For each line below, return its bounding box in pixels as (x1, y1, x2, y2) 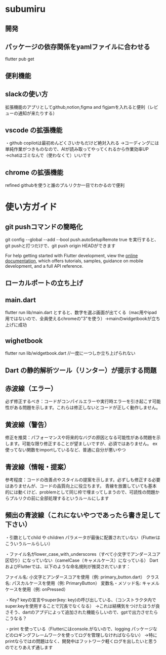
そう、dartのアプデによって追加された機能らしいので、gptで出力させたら (9, 609, 158, 615)
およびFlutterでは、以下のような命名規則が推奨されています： (5, 563, 131, 569)
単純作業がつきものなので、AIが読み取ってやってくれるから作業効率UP (5, 146, 149, 152)
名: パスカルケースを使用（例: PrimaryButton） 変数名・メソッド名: (5, 580, 141, 586)
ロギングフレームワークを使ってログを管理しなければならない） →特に (13, 632, 158, 638)
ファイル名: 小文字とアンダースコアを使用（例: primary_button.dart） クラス (5, 574, 160, 580)
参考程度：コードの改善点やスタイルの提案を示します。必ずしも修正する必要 (5, 477, 161, 483)
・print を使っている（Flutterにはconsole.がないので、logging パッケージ (5, 626, 153, 632)
